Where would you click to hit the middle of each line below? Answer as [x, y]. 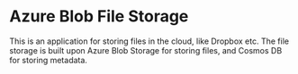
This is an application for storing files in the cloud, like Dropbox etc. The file [149, 41]
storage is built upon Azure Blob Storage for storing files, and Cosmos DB [146, 50]
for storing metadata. [49, 60]
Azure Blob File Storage [99, 16]
